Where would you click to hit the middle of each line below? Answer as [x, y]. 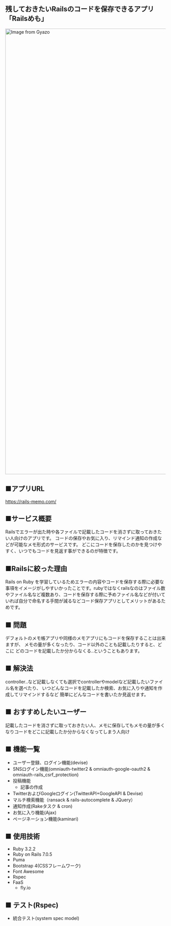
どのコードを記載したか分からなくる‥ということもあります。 [79, 651]
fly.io [25, 888]
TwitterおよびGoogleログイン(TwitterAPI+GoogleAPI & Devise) [78, 793]
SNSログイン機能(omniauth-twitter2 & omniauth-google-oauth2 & [81, 769]
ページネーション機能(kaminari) [46, 819]
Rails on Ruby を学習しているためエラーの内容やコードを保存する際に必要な [85, 582]
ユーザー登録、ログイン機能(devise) [50, 762]
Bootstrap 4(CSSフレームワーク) [47, 866]
